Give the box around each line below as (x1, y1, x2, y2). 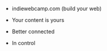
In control (11, 40, 36, 46)
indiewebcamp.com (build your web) (11, 5, 102, 12)
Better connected (11, 28, 55, 35)
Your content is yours (11, 17, 64, 23)
